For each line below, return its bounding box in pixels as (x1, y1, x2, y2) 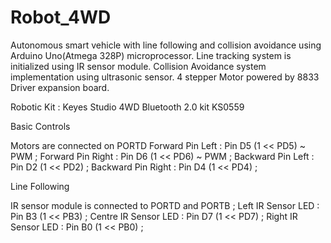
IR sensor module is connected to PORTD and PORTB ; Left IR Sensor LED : (10, 199, 320, 211)
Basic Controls (10, 120, 71, 132)
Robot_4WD (10, 6, 112, 29)
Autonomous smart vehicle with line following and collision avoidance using (10, 39, 322, 51)
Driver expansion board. (10, 81, 110, 93)
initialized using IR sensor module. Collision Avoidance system (10, 60, 267, 72)
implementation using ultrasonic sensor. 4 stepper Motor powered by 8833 (10, 71, 320, 83)
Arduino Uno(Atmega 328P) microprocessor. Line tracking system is (10, 49, 292, 61)
